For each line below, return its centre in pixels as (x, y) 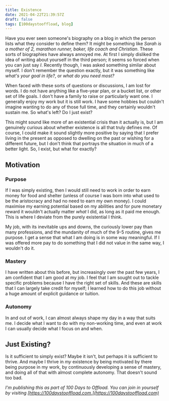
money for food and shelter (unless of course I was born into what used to (82, 195)
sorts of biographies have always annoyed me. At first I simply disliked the (82, 54)
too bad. (14, 378)
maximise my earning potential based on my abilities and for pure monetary (84, 206)
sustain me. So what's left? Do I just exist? (49, 112)
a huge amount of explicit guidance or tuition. (52, 294)
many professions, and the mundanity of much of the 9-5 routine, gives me (83, 232)
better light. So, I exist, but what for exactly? (51, 149)
